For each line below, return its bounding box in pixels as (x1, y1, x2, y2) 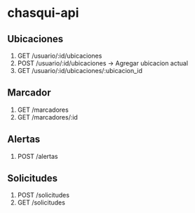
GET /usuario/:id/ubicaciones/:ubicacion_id (17, 67, 142, 75)
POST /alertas (17, 152, 58, 160)
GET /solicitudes (17, 198, 65, 207)
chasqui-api (7, 5, 79, 21)
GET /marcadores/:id (17, 112, 79, 121)
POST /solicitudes (17, 191, 70, 200)
